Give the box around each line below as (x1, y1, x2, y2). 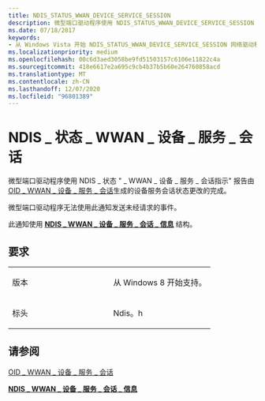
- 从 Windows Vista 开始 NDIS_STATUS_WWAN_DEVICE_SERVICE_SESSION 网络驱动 (8, 41, 255, 49)
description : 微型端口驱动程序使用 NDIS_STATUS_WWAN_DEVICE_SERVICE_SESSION (8, 19, 255, 27)
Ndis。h (113, 308, 144, 318)
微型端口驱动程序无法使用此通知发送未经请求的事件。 (8, 203, 181, 212)
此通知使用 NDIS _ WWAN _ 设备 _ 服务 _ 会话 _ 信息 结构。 (8, 219, 197, 229)
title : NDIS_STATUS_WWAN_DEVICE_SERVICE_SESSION (8, 11, 171, 20)
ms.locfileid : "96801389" (8, 92, 93, 100)
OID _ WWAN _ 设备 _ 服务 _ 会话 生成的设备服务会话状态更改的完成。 (8, 186, 231, 196)
